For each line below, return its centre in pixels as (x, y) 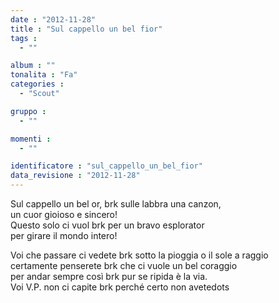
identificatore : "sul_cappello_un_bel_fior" (106, 166)
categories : (37, 84)
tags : (24, 38)
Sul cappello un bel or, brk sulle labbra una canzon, (116, 204)
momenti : (31, 139)
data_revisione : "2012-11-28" (75, 176)
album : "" (33, 66)
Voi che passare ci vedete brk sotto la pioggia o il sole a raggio (139, 255)
